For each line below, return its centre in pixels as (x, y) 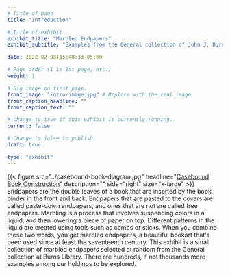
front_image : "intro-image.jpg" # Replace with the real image (99, 94)
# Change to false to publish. (52, 139)
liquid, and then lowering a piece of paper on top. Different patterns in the (111, 220)
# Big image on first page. (47, 88)
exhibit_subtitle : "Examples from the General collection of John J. (108, 45)
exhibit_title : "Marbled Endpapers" (59, 38)
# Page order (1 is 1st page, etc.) (59, 70)
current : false (29, 126)
